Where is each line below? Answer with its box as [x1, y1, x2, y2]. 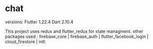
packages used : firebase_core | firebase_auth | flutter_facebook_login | [5, 33, 149, 39]
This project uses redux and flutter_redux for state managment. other [5, 28, 143, 34]
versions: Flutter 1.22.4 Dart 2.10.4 [5, 19, 74, 25]
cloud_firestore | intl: [5, 38, 46, 44]
